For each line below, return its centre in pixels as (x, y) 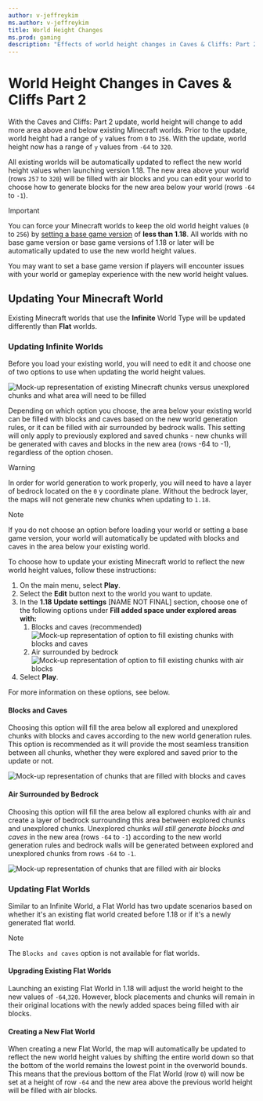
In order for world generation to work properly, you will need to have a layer (130, 483)
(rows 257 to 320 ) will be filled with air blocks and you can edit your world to (130, 179)
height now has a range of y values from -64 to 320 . (91, 147)
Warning (22, 468)
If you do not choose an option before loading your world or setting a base (128, 530)
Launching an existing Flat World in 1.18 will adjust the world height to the (126, 989)
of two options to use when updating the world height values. (107, 372)
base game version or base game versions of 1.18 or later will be (111, 242)
